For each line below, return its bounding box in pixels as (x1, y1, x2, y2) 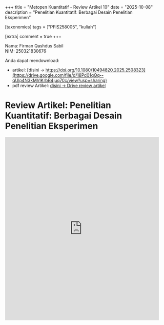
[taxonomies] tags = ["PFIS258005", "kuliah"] (5, 24, 97, 30)
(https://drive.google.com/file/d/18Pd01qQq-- (12, 72, 104, 78)
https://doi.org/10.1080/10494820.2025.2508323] (45, 67, 145, 73)
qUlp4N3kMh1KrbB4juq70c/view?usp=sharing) (12, 78, 107, 83)
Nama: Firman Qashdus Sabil (5, 43, 63, 48)
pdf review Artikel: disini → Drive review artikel (12, 83, 106, 88)
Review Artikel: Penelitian (5, 100, 111, 111)
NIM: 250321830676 (5, 48, 46, 54)
